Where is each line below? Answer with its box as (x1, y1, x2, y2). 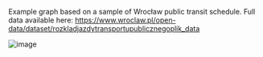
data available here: (8, 15, 74, 25)
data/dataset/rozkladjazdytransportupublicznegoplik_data (8, 24, 200, 33)
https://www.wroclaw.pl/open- (75, 15, 176, 25)
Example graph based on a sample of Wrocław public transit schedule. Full (8, 7, 256, 16)
